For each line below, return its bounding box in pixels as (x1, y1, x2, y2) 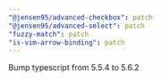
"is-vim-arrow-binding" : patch (8, 37, 125, 47)
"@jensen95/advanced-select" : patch (8, 21, 145, 30)
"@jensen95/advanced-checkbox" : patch (8, 12, 153, 22)
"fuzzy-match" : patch (8, 29, 90, 38)
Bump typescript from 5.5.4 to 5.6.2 (8, 62, 140, 73)
